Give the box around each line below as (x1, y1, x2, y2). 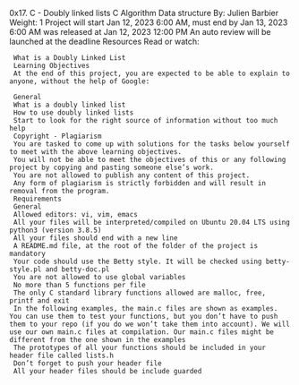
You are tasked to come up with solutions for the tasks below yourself (13, 140, 291, 149)
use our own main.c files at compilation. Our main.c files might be (9, 328, 275, 337)
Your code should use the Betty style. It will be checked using (13, 257, 262, 266)
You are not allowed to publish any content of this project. (13, 171, 251, 180)
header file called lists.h (9, 351, 115, 360)
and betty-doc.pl (45, 265, 110, 274)
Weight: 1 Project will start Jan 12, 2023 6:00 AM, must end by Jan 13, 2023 (9, 17, 288, 28)
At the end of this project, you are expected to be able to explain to (13, 69, 291, 78)
